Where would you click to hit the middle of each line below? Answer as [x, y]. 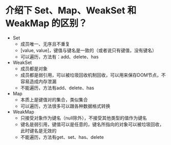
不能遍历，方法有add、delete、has [57, 88]
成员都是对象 [34, 68]
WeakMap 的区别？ [46, 23]
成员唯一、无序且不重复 [45, 44]
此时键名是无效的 [38, 131]
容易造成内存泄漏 [38, 81]
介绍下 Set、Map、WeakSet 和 [71, 11]
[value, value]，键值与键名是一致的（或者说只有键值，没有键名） [89, 50]
